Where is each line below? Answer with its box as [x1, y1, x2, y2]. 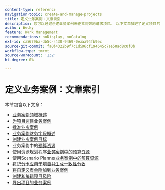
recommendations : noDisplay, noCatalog [5, 35, 87, 40]
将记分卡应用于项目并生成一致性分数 [12, 161, 86, 167]
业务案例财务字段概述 [12, 131, 55, 136]
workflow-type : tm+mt [5, 48, 50, 53]
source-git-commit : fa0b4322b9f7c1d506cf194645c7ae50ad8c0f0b [5, 44, 135, 49]
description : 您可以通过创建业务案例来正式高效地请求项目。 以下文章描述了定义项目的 [5, 21, 161, 26]
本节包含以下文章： [5, 102, 44, 108]
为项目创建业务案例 [12, 118, 52, 124]
